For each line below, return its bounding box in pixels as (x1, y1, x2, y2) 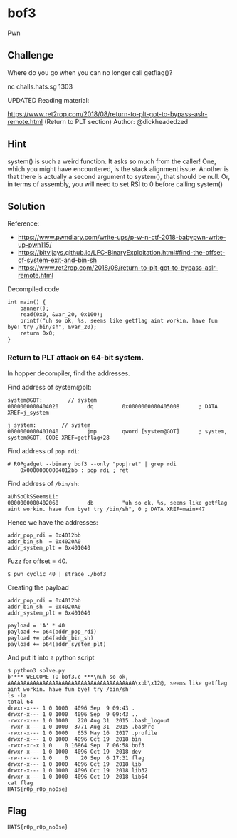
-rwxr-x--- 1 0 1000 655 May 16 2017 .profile (7, 730, 158, 737)
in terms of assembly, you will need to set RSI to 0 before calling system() (7, 180, 223, 188)
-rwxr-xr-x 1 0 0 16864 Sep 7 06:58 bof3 (7, 742, 144, 749)
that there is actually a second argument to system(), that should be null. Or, (7, 172, 230, 181)
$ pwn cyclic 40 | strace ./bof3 (7, 570, 107, 577)
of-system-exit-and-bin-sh (17, 256, 98, 265)
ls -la (7, 692, 27, 699)
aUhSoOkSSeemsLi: (7, 493, 59, 500)
